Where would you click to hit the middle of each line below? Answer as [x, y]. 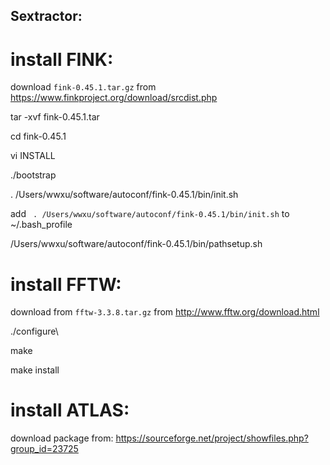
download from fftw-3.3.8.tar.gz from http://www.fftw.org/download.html [165, 312]
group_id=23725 [44, 449]
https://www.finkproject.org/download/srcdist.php [114, 98]
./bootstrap [33, 175]
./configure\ [34, 331]
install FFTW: [66, 284]
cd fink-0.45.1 [38, 136]
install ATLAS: [70, 410]
